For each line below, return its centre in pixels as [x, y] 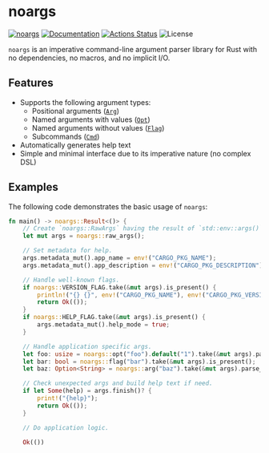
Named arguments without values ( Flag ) [98, 127]
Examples [33, 187]
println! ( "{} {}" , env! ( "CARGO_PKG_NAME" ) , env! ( [121, 295]
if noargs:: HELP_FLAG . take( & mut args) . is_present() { [114, 318]
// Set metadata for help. [68, 251]
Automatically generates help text [75, 145]
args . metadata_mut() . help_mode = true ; [104, 325]
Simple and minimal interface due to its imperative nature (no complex [135, 153]
